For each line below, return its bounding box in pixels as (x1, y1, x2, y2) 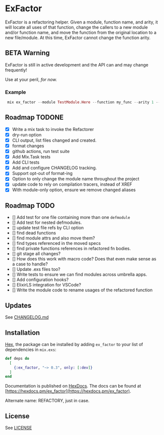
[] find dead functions (12, 230, 56, 236)
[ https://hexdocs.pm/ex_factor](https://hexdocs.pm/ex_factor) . (5, 388, 131, 394)
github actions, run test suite (12, 148, 70, 154)
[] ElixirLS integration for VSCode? (12, 282, 82, 288)
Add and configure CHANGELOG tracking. (12, 165, 97, 171)
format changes (12, 143, 44, 149)
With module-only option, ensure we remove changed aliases (12, 187, 136, 193)
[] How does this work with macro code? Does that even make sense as (12, 256, 157, 262)
